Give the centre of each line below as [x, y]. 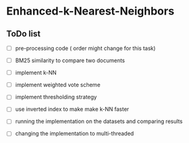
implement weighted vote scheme [58, 85]
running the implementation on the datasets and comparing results [99, 121]
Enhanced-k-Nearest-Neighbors [91, 11]
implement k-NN [36, 73]
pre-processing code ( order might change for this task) [85, 48]
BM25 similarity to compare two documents [70, 61]
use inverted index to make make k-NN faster [72, 109]
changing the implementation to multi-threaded [74, 134]
